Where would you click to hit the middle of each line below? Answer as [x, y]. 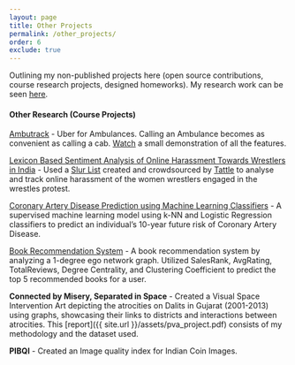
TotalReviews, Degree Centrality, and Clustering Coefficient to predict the [143, 270]
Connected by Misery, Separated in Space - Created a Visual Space [135, 296]
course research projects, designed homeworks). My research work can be [147, 85]
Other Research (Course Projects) [73, 114]
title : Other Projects [51, 26]
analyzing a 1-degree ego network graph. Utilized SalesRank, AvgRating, [140, 261]
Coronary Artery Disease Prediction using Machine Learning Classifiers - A [146, 206]
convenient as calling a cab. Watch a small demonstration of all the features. [148, 143]
